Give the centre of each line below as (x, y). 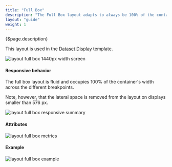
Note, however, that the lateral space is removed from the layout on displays (85, 97)
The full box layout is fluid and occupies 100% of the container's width (80, 82)
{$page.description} (27, 39)
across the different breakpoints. (40, 87)
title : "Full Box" (25, 10)
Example (15, 148)
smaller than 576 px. (27, 102)
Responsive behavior (28, 70)
